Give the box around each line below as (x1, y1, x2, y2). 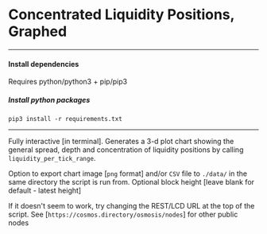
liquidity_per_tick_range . (8, 154, 96, 163)
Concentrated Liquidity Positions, (8, 6, 235, 24)
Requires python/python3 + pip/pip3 (8, 77, 128, 87)
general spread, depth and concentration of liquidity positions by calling (8, 145, 244, 154)
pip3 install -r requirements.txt (8, 115, 123, 123)
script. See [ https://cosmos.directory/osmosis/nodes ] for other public (8, 209, 238, 220)
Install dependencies (8, 59, 79, 68)
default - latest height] (8, 185, 82, 196)
